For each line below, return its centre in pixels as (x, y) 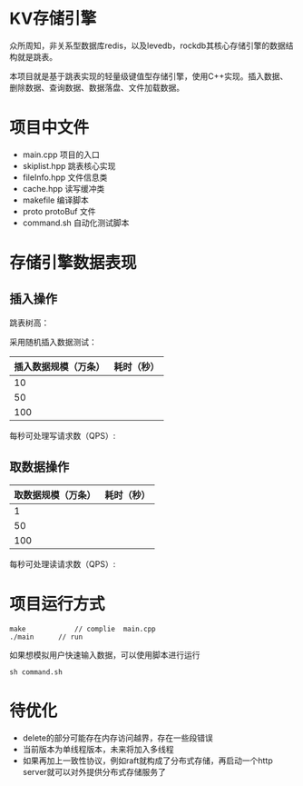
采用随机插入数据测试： (53, 342)
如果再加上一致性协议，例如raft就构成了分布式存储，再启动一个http (148, 761)
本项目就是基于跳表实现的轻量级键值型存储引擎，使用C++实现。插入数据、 (149, 76)
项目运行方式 (58, 604)
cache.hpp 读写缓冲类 (64, 188)
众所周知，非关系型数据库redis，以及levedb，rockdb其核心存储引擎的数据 (147, 45)
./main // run (46, 637)
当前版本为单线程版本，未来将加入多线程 (98, 749)
